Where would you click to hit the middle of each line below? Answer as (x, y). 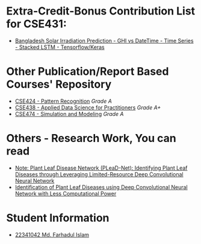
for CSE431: (37, 24)
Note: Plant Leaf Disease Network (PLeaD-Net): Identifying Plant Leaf (101, 168)
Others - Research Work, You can (91, 139)
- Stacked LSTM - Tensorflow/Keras (60, 47)
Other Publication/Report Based (88, 72)
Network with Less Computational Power (66, 193)
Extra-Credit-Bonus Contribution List (101, 11)
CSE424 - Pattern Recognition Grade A (63, 101)
